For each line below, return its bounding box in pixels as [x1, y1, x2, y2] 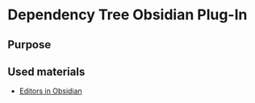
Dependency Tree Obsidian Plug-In [7, 6, 248, 24]
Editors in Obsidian [19, 86, 82, 96]
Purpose [7, 38, 52, 51]
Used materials [7, 64, 86, 78]
